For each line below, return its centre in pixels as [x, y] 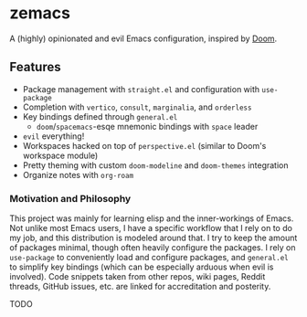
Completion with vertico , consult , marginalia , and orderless [137, 107]
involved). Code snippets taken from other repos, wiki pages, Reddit [138, 277]
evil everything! [53, 136]
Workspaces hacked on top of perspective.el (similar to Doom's [144, 145]
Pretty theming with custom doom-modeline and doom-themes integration [155, 165]
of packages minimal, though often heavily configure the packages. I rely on [153, 248]
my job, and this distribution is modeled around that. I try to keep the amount [153, 238]
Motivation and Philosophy [70, 198]
